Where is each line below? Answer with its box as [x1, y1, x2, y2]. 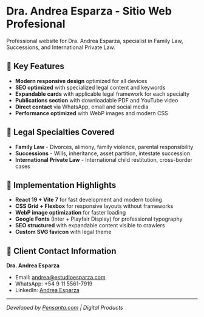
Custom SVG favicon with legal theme [15, 229, 112, 236]
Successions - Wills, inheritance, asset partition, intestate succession [15, 150, 190, 157]
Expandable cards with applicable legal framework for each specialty [15, 90, 190, 98]
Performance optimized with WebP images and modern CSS [15, 109, 168, 116]
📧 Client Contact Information [6, 245, 117, 256]
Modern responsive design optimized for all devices [15, 77, 148, 84]
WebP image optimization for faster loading [15, 209, 126, 216]
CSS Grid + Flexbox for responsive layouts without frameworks [15, 202, 174, 210]
